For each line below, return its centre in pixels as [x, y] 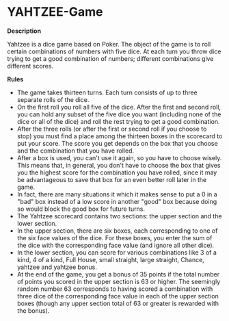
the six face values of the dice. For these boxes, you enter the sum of [114, 237]
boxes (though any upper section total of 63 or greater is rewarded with [118, 303]
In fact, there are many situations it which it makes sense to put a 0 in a [117, 194]
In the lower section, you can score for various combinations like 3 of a [117, 252]
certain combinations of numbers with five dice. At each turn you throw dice [114, 51]
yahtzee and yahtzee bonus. [57, 267]
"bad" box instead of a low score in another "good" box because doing [117, 201]
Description [24, 31]
